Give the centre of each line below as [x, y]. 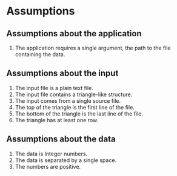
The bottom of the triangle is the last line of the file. [79, 114]
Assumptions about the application [74, 34]
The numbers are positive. [48, 166]
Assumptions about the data [61, 139]
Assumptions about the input [62, 73]
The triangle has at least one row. [57, 120]
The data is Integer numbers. [51, 154]
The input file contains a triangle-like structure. [74, 94]
